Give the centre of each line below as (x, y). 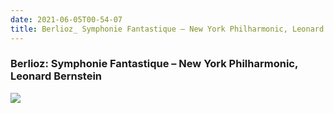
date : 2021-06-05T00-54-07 (66, 19)
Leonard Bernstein (56, 76)
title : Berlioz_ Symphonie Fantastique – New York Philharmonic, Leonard (167, 29)
